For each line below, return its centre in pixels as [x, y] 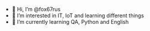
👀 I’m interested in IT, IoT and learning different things [78, 15]
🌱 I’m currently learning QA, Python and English [70, 22]
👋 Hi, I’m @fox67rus [36, 9]
